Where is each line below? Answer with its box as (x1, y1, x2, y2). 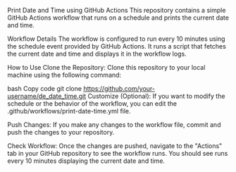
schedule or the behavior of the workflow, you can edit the (7, 99, 178, 108)
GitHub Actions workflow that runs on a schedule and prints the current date (7, 13, 229, 22)
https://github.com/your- (83, 85, 155, 92)
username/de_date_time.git (7, 92, 87, 100)
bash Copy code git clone (7, 85, 82, 92)
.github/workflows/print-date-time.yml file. (7, 107, 132, 115)
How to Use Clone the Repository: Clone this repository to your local (7, 63, 206, 71)
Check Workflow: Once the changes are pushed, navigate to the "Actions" (7, 142, 223, 150)
